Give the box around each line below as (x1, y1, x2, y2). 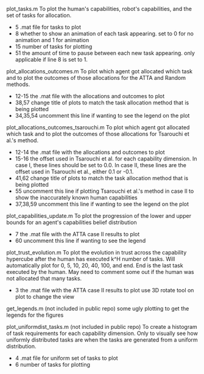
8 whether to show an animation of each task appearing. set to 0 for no (15, 30, 194, 37)
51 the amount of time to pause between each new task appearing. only (15, 49, 195, 57)
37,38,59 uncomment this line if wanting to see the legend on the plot (15, 201, 189, 207)
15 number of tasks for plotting (15, 43, 93, 50)
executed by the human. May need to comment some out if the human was (6, 268, 194, 275)
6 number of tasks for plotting (15, 361, 90, 368)
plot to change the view (15, 293, 75, 300)
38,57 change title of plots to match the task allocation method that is (15, 99, 189, 106)
